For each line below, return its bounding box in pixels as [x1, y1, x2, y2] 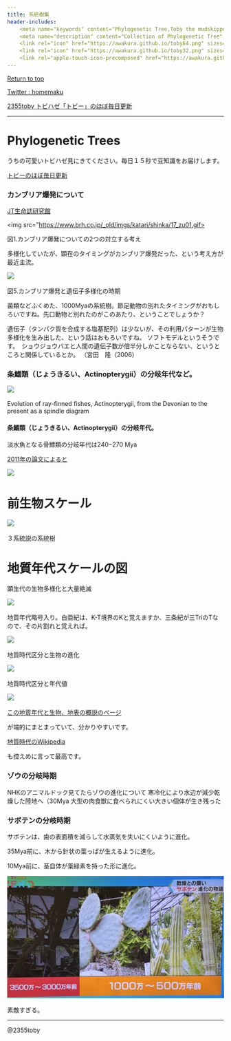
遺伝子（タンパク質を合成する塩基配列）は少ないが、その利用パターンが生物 [7, 325, 224, 333]
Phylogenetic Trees [7, 133, 121, 149]
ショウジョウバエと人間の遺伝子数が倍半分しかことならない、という [21, 342, 214, 350]
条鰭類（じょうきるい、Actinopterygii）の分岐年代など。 [7, 369, 197, 379]
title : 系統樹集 [7, 11, 49, 18]
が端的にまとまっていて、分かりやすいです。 [7, 723, 132, 731]
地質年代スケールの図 [7, 561, 129, 576]
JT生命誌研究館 [7, 207, 52, 215]
